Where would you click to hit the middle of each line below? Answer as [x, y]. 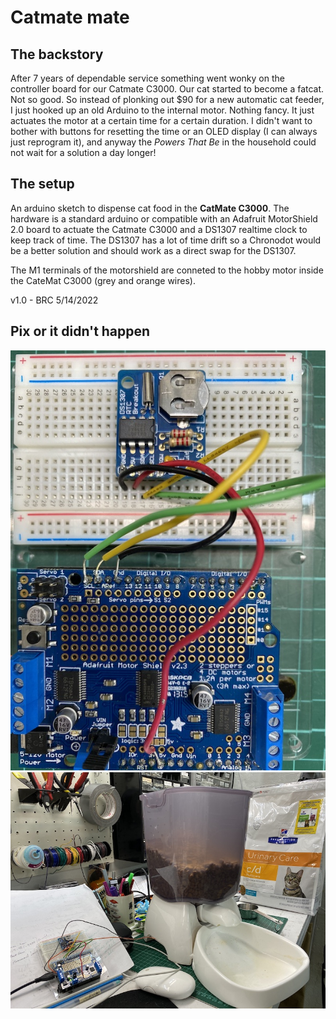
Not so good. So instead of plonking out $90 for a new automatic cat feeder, [167, 99]
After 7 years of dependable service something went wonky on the [147, 78]
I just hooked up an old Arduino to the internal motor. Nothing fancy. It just [162, 110]
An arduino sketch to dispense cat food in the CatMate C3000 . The [150, 208]
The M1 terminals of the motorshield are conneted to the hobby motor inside [167, 270]
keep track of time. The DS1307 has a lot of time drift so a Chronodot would [166, 240]
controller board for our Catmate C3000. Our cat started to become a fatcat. [167, 89]
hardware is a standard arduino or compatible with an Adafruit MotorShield [164, 218]
